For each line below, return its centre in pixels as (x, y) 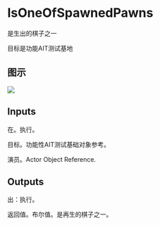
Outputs (26, 182)
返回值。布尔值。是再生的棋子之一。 (60, 214)
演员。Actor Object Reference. (52, 159)
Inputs (22, 111)
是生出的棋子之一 (32, 33)
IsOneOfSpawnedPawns (80, 13)
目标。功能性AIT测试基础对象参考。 (59, 144)
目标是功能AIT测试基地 (40, 48)
